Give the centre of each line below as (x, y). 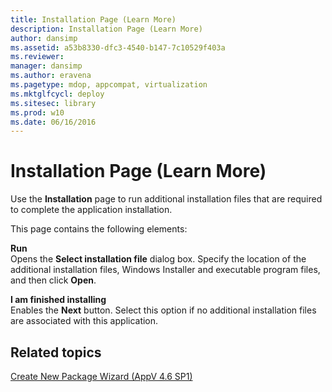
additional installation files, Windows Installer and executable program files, (165, 270)
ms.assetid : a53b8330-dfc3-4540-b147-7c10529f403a (118, 47)
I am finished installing (58, 300)
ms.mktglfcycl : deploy (57, 94)
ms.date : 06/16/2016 (53, 122)
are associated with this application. (84, 321)
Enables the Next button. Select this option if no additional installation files (163, 310)
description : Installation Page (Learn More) (106, 29)
